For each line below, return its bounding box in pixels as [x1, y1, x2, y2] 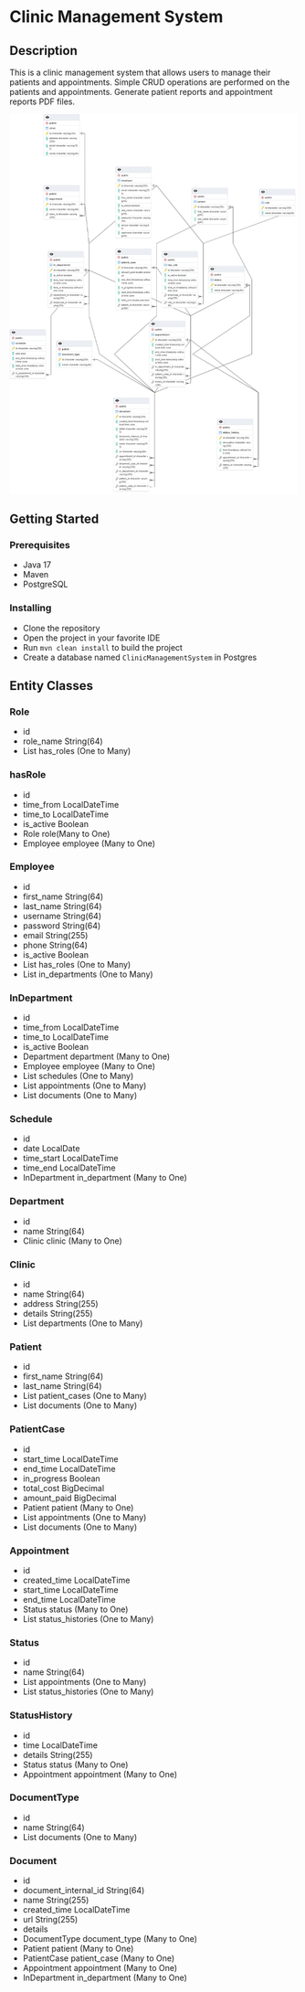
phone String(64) [22, 939, 89, 950]
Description [9, 43, 78, 58]
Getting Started [9, 511, 100, 526]
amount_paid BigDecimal [22, 1492, 117, 1503]
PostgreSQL [22, 578, 68, 590]
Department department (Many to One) [22, 1051, 171, 1062]
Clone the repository [22, 622, 100, 633]
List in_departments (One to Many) [22, 969, 153, 980]
